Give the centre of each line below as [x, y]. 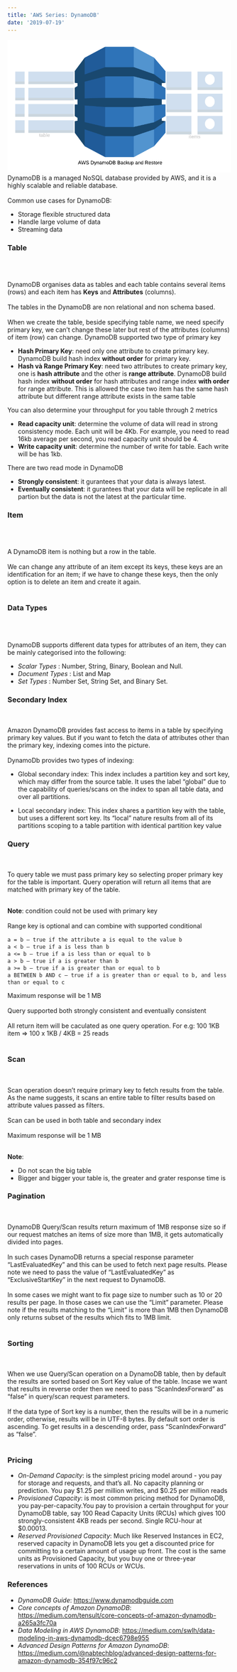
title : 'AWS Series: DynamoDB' [54, 15]
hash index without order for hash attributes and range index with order [123, 381]
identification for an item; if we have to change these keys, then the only [113, 575]
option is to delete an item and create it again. [74, 582]
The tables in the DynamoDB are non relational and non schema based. [111, 307]
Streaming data [40, 229]
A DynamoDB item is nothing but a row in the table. [82, 552]
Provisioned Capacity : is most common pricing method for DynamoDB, [121, 1498]
